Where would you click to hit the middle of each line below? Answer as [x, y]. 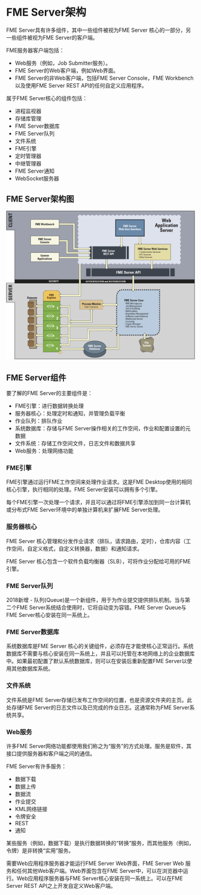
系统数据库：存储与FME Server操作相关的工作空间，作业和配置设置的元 [103, 429]
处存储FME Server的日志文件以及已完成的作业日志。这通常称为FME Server [98, 707]
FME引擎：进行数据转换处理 [49, 406]
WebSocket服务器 [37, 178]
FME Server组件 [36, 377]
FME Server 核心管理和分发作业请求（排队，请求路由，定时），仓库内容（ [96, 541]
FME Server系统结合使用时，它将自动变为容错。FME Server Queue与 [101, 608]
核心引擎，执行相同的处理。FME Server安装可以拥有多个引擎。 [83, 490]
